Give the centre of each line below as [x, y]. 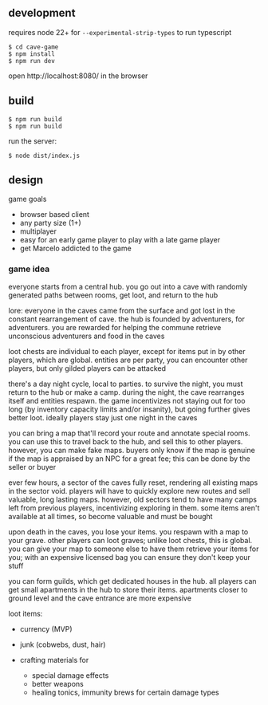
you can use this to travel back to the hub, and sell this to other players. [126, 441]
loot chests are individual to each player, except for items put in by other [127, 351]
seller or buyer [32, 467]
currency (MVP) [46, 628]
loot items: [26, 613]
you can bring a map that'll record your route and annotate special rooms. [129, 433]
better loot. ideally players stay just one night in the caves [103, 417]
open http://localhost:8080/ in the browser [78, 76]
